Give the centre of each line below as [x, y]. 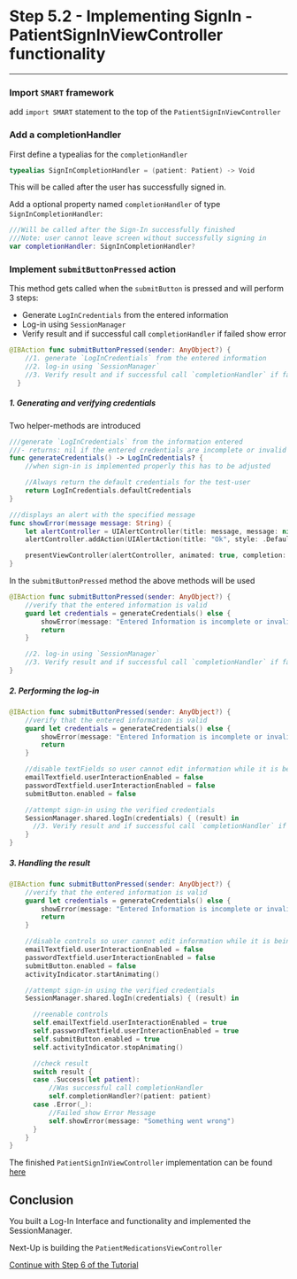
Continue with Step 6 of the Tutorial [74, 1265]
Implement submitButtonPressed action [93, 269]
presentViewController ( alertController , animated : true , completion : [156, 555]
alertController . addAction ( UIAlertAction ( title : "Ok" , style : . [146, 539]
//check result [61, 1063]
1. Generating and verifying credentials [83, 403]
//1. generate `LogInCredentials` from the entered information [146, 359]
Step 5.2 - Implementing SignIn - [131, 16]
